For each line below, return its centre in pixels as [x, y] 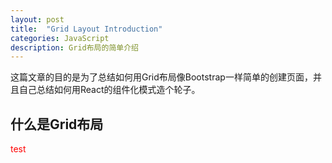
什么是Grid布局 [57, 124]
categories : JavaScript [60, 38]
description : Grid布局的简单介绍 [74, 47]
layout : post [37, 19]
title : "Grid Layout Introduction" [86, 29]
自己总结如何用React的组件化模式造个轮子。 [109, 90]
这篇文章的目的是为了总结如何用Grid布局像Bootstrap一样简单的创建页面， [161, 77]
